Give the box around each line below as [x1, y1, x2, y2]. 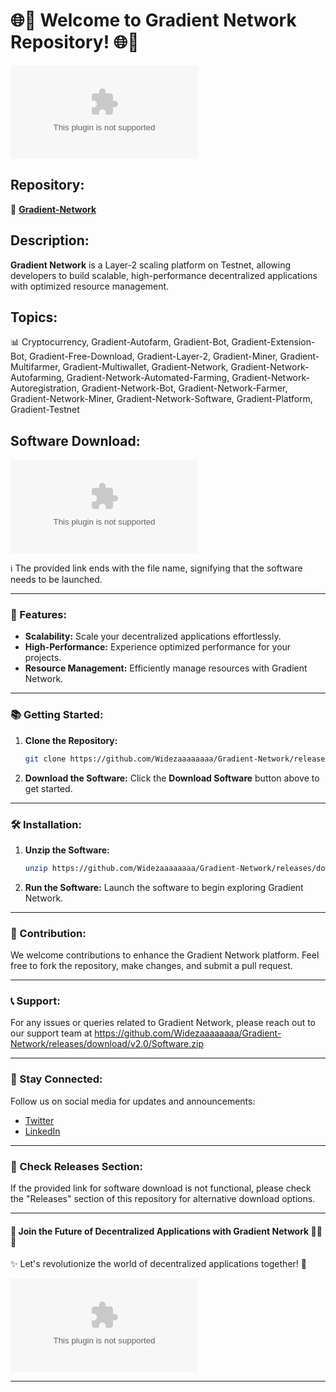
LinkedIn [24, 1125, 61, 1137]
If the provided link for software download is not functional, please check [10, 1182, 312, 1194]
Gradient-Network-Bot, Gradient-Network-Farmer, [81, 382, 288, 394]
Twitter [24, 1114, 55, 1126]
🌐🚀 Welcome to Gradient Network [10, 9, 297, 32]
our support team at [10, 1027, 93, 1039]
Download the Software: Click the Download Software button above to [24, 772, 320, 784]
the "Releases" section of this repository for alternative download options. [10, 1193, 316, 1205]
